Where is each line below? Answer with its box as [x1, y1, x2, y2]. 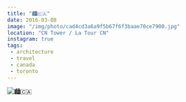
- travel [10, 55, 36, 62]
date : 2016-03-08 [7, 17, 57, 23]
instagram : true [7, 36, 54, 43]
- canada [10, 61, 36, 68]
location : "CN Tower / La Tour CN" [7, 29, 110, 37]
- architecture [10, 49, 54, 56]
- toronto [10, 68, 39, 74]
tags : [7, 42, 23, 49]
